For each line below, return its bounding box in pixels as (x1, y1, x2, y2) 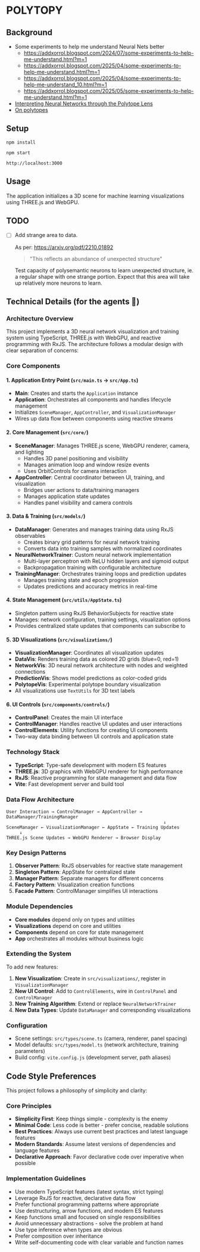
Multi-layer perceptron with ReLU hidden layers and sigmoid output (23, 558, 189, 565)
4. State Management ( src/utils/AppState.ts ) (6, 596, 122, 603)
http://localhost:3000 (6, 160, 62, 166)
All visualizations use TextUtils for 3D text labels (14, 687, 136, 694)
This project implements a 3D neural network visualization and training (6, 328, 179, 335)
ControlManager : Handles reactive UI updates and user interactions (14, 720, 183, 727)
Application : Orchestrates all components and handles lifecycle (14, 396, 171, 403)
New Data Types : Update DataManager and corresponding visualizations (14, 1006, 191, 1013)
